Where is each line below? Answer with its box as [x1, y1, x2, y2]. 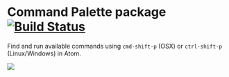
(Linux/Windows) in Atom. [7, 49, 81, 58]
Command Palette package [7, 4, 167, 20]
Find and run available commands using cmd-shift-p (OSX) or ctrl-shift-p [7, 42, 223, 50]
